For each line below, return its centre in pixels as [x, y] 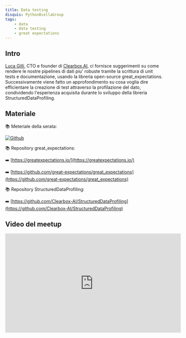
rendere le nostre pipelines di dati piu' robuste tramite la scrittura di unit [79, 71]
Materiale [21, 114]
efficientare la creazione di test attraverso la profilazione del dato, [73, 87]
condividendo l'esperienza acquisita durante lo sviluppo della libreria [76, 92]
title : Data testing [27, 10]
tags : [11, 19]
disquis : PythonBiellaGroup [35, 15]
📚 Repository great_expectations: [40, 148]
